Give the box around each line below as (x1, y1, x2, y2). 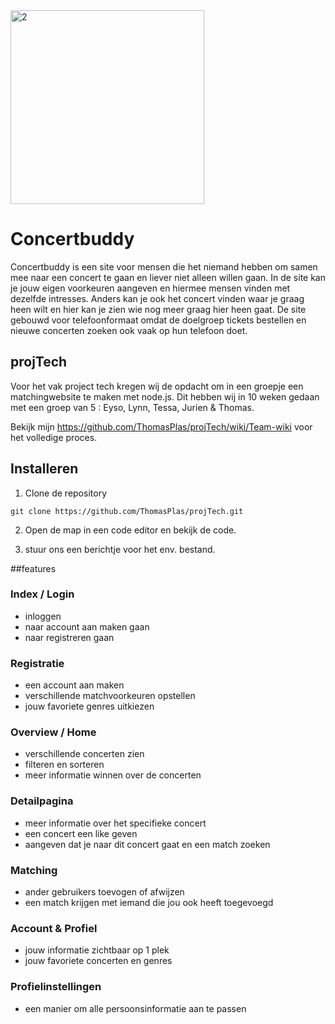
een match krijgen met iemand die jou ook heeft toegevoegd (24, 897, 274, 909)
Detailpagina (10, 794, 74, 808)
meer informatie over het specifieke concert (24, 817, 207, 829)
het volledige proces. (10, 431, 98, 443)
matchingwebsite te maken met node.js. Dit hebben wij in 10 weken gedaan (10, 390, 320, 403)
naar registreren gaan (24, 631, 115, 643)
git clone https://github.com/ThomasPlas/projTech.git (10, 506, 244, 516)
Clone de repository (24, 487, 107, 499)
